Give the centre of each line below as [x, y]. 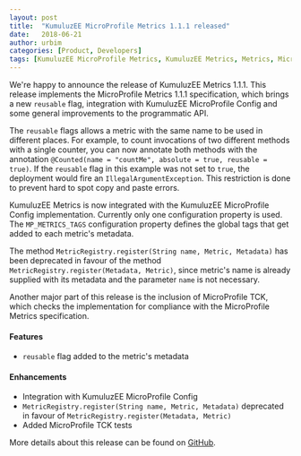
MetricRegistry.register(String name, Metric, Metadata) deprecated [153, 406]
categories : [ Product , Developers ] [76, 51]
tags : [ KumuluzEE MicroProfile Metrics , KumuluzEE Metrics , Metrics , [142, 59]
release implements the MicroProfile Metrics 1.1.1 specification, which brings [149, 94]
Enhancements [38, 376]
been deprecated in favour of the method [86, 260]
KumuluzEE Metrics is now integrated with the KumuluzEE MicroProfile [139, 205]
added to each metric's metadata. [72, 233]
